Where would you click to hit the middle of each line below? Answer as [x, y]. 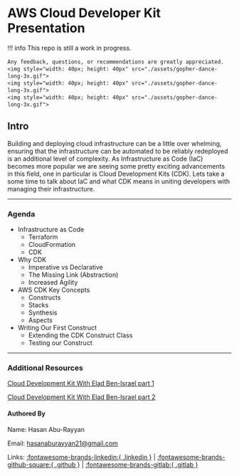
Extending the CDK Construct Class [80, 335]
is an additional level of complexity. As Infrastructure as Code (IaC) [105, 159]
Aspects [41, 320]
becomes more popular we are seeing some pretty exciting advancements [116, 166]
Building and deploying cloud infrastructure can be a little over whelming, [115, 143]
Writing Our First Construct [57, 328]
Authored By [27, 413]
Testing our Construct [60, 343]
